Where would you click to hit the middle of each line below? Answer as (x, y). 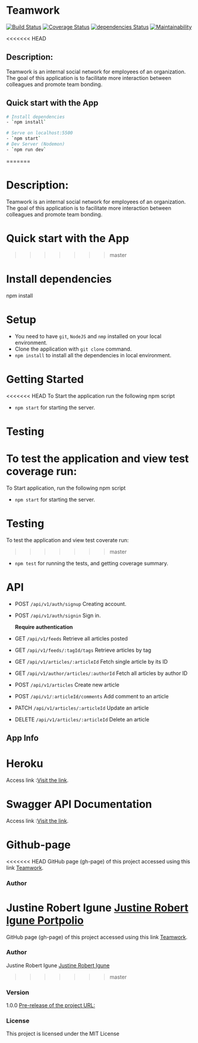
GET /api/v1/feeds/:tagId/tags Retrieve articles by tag (83, 650)
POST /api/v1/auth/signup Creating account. (70, 603)
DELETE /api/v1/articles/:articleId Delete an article (82, 719)
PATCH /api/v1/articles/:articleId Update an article (82, 708)
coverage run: (42, 471)
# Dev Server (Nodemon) (36, 144)
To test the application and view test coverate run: (67, 540)
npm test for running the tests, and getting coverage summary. (91, 563)
